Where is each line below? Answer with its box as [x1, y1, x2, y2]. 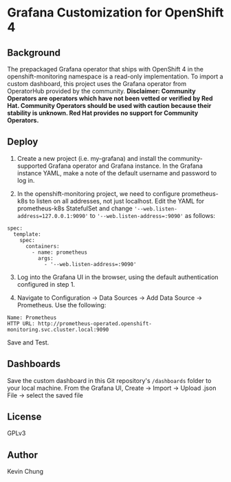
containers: [25, 243, 60, 250]
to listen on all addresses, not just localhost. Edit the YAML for [29, 197, 205, 205]
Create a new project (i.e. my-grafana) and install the [16, 154, 167, 162]
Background [7, 47, 60, 58]
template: [13, 230, 41, 238]
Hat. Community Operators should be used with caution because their [7, 102, 212, 109]
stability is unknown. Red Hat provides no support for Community [7, 109, 199, 117]
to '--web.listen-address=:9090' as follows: [89, 211, 215, 219]
